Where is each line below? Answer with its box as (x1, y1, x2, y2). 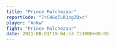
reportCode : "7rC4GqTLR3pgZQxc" (6, 14, 87, 20)
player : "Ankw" (6, 20, 45, 26)
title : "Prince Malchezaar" (6, 8, 77, 15)
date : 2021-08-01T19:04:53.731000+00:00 (6, 31, 110, 37)
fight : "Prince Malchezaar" (6, 25, 77, 32)
